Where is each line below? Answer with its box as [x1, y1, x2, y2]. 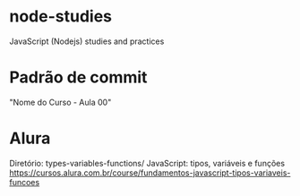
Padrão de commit [9, 67, 148, 88]
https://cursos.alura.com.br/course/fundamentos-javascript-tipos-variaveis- [9, 167, 291, 178]
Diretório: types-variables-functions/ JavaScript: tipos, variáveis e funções [9, 158, 285, 168]
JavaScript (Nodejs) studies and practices [9, 36, 165, 47]
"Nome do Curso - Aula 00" [9, 97, 112, 107]
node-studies [9, 6, 112, 27]
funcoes [9, 176, 40, 187]
